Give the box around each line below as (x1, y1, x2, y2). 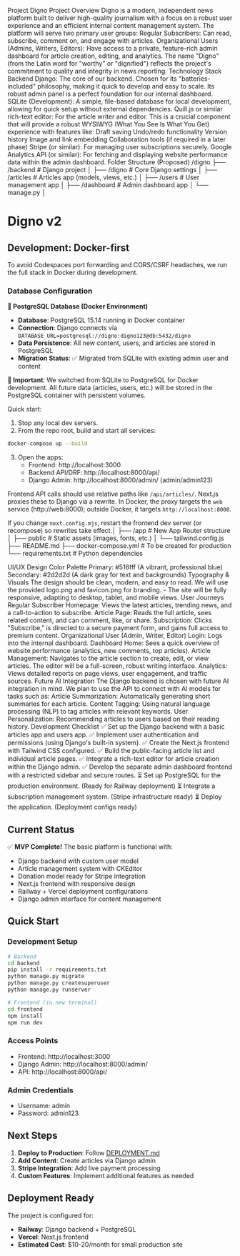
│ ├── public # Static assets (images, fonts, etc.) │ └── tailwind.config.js (7, 534, 224, 542)
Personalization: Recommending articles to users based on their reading (7, 714, 220, 724)
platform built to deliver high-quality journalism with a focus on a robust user (7, 14, 233, 22)
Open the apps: (17, 453, 64, 462)
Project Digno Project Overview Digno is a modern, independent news (7, 6, 214, 14)
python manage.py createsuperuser (7, 980, 111, 987)
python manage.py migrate (7, 973, 84, 980)
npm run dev (7, 1019, 43, 1026)
